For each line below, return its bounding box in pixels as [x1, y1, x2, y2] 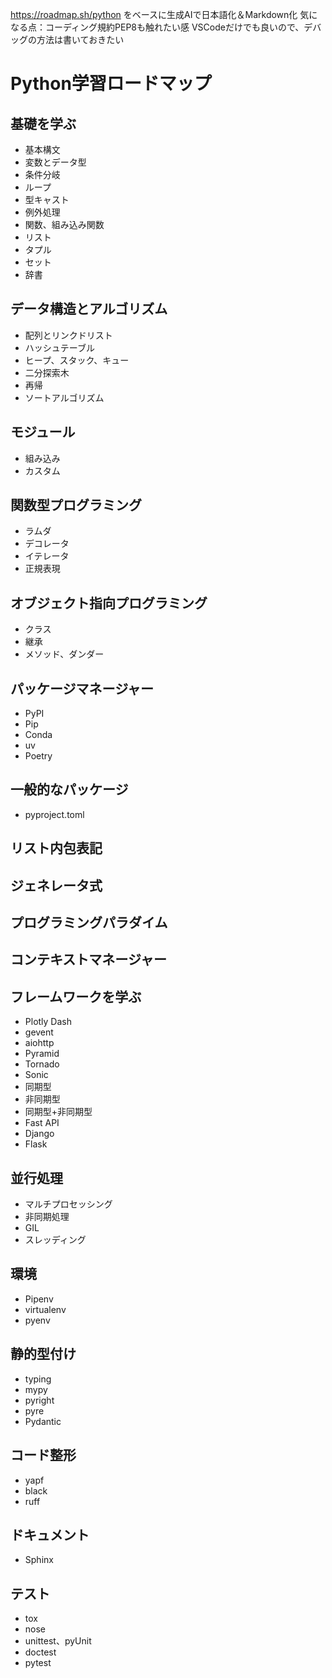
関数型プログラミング [10, 497, 142, 514]
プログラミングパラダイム [10, 914, 168, 932]
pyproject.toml [24, 808, 85, 820]
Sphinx [24, 1554, 54, 1566]
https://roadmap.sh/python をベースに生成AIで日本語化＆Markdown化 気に [10, 9, 318, 20]
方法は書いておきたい [36, 34, 125, 45]
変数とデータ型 [24, 156, 87, 168]
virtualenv [24, 1303, 67, 1315]
